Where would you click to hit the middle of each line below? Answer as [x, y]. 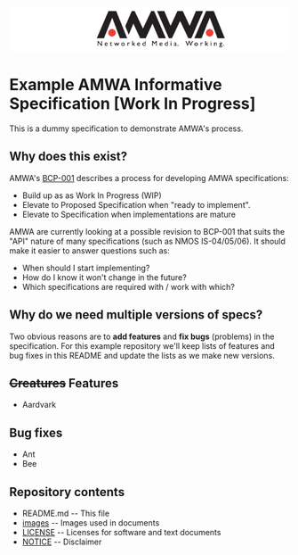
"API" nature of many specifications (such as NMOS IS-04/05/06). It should [148, 241]
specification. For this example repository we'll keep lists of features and [142, 345]
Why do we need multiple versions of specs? [136, 315]
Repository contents [67, 492]
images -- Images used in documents [91, 523]
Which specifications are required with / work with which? [129, 286]
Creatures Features [64, 383]
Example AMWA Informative [116, 85]
